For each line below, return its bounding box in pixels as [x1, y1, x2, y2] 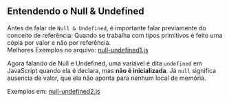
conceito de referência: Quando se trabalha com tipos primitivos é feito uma [7, 31, 223, 39]
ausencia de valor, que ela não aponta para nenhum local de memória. [7, 74, 206, 82]
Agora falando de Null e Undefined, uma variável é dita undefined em [7, 59, 203, 68]
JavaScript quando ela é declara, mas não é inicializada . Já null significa [7, 66, 217, 74]
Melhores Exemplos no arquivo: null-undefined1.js [7, 45, 149, 54]
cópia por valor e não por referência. [7, 38, 111, 47]
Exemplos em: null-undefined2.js [7, 87, 101, 95]
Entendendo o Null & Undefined [7, 6, 144, 17]
